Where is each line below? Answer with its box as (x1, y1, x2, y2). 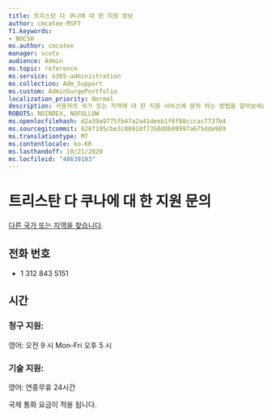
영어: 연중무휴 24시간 (8, 382, 76, 392)
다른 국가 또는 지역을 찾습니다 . (8, 220, 104, 231)
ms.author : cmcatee (8, 42, 74, 50)
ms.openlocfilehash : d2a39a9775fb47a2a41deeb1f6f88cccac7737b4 (8, 117, 227, 126)
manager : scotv (8, 49, 60, 57)
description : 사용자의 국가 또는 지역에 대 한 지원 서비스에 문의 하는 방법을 (8, 102, 236, 110)
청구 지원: (8, 321, 45, 332)
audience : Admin (8, 57, 63, 66)
